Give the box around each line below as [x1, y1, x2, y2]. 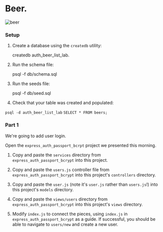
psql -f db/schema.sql [12, 71, 57, 77]
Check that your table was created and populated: [12, 100, 114, 106]
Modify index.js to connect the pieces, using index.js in [12, 211, 128, 217]
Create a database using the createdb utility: [12, 43, 102, 49]
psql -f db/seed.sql [12, 90, 52, 96]
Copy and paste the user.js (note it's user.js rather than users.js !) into [12, 181, 158, 187]
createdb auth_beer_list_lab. [12, 52, 70, 58]
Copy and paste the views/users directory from [12, 196, 108, 202]
